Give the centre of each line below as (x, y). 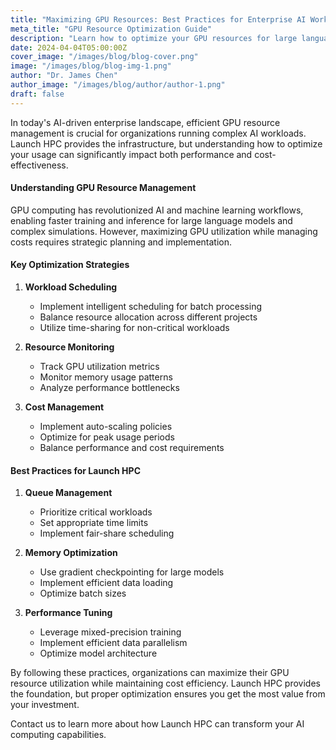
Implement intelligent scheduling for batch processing (150, 307)
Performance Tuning (68, 613)
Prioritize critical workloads (96, 512)
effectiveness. (39, 165)
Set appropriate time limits (94, 523)
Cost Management (64, 407)
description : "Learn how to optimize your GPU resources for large (154, 38)
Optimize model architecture (98, 653)
